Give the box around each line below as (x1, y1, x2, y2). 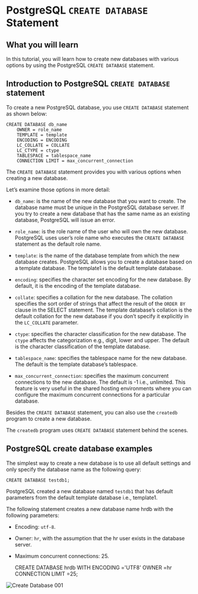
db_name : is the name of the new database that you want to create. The (14, 197, 186, 204)
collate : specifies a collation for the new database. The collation (14, 294, 173, 301)
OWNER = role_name (17, 127, 62, 133)
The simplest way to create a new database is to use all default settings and (6, 460, 191, 467)
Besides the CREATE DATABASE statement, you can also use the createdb (6, 409, 178, 416)
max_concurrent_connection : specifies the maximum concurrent (14, 372, 169, 379)
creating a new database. (6, 174, 68, 181)
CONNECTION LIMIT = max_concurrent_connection (17, 158, 134, 163)
